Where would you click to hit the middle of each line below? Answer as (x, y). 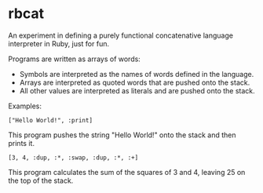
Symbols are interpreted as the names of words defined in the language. (137, 74)
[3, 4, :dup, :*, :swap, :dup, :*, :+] (73, 158)
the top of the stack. (41, 180)
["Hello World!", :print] (50, 120)
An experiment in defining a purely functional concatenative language (121, 35)
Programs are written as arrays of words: (75, 59)
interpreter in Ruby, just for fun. (59, 43)
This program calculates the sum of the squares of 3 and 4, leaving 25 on (127, 172)
